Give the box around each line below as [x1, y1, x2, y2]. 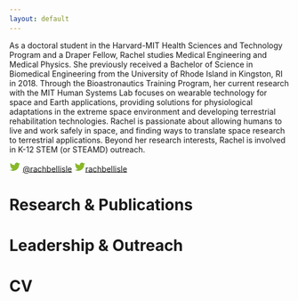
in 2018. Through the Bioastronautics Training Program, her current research [9, 77, 289, 88]
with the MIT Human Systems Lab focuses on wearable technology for [9, 87, 268, 98]
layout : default [9, 14, 69, 23]
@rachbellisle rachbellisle [21, 163, 127, 174]
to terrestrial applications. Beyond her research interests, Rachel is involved [9, 134, 286, 145]
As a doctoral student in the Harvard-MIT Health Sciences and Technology [9, 40, 283, 51]
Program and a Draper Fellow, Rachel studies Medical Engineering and [9, 49, 268, 60]
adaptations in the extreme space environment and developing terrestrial [9, 106, 276, 117]
